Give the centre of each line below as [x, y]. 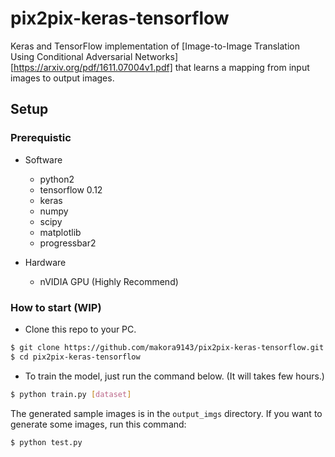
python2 [57, 179]
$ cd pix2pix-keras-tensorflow [75, 357]
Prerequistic [41, 138]
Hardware [45, 262]
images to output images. [62, 78]
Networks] [156, 56]
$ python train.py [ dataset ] [71, 394]
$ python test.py [46, 442]
